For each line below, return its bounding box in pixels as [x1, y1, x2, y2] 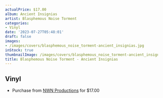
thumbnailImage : [5, 52, 38, 57]
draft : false [5, 34, 32, 39]
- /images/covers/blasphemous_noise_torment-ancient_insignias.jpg [5, 43, 145, 48]
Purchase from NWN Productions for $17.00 [12, 88, 100, 94]
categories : [5, 20, 29, 26]
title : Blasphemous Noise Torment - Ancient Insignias [5, 57, 118, 62]
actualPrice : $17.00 [5, 7, 47, 12]
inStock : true [5, 48, 34, 52]
